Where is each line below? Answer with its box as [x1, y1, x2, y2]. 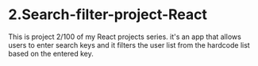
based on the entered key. [8, 49, 94, 58]
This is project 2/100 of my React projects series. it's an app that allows [8, 32, 242, 41]
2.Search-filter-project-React [8, 6, 208, 24]
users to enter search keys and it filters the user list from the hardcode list [8, 40, 250, 49]
